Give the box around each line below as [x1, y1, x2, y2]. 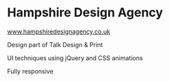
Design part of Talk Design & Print [7, 40, 103, 49]
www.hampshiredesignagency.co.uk [7, 27, 111, 36]
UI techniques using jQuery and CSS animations [7, 53, 143, 62]
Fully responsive [7, 67, 54, 75]
